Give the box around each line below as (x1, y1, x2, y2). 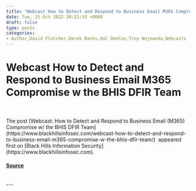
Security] (81, 142, 104, 149)
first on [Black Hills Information (6, 142, 80, 149)
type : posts (6, 25, 35, 31)
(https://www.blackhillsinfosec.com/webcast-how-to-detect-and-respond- (6, 130, 187, 137)
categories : (6, 30, 35, 36)
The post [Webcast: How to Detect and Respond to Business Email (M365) (6, 117, 185, 124)
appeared (158, 136, 182, 143)
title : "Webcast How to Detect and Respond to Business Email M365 (6, 8, 174, 15)
